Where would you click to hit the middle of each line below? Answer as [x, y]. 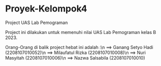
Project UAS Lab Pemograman [37, 22]
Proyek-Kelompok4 [46, 9]
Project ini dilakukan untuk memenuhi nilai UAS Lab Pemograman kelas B [81, 32]
